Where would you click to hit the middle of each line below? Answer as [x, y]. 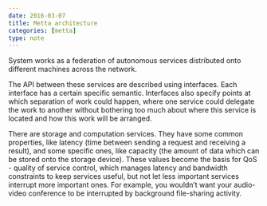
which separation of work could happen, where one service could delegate [132, 101]
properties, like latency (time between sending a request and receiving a [127, 143]
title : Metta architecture [53, 23]
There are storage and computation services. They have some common [126, 134]
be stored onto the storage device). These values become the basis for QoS [133, 160]
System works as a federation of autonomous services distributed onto [125, 61]
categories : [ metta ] [43, 30]
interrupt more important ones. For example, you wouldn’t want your [120, 185]
